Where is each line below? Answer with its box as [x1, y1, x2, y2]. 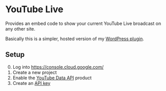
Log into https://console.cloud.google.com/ [12, 64, 104, 70]
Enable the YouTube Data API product [12, 75, 92, 81]
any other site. [5, 25, 36, 32]
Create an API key [12, 80, 51, 86]
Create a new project [12, 69, 57, 75]
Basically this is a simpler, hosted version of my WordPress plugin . [5, 36, 144, 42]
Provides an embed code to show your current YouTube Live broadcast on [5, 20, 161, 26]
